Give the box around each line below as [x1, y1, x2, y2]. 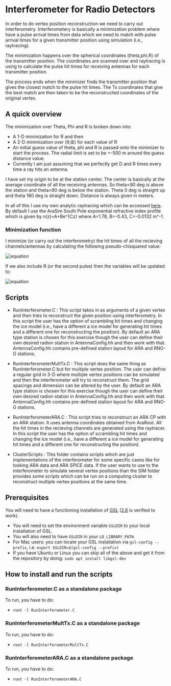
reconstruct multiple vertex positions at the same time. [12, 478, 128, 484]
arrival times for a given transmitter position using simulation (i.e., [5, 37, 143, 43]
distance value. [12, 155, 45, 161]
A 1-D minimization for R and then [12, 133, 83, 140]
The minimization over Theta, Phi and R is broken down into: [5, 123, 132, 129]
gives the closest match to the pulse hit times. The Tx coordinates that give [5, 84, 163, 90]
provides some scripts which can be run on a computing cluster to [12, 473, 152, 479]
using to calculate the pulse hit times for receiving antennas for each [5, 63, 150, 69]
